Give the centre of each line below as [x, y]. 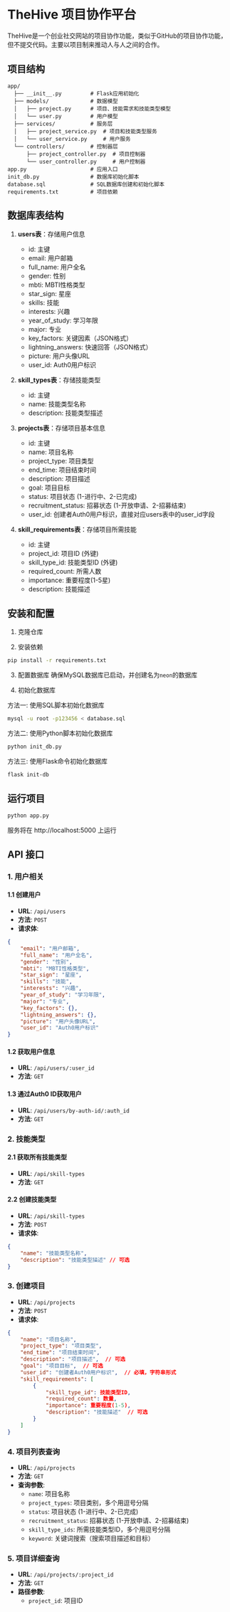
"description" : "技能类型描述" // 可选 [75, 1260]
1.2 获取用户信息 [31, 1051]
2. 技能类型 [26, 1139]
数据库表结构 [36, 215]
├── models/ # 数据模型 [66, 101]
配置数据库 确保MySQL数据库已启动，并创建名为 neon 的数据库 [108, 675]
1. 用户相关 [26, 876]
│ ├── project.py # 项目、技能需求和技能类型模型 [92, 109]
